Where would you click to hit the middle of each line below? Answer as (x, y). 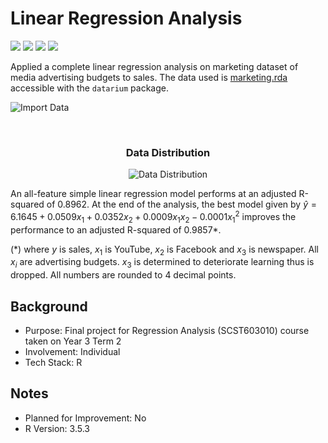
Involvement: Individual (72, 352)
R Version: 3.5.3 (57, 428)
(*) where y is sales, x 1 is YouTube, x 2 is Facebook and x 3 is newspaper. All (165, 250)
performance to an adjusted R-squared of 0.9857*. (116, 229)
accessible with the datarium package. (89, 88)
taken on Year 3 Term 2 (73, 341)
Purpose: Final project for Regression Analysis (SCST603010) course (167, 331)
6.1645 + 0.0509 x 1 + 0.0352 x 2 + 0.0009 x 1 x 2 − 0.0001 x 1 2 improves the (153, 217)
